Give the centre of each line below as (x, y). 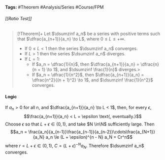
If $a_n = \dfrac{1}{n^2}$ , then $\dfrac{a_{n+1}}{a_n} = (88, 75)
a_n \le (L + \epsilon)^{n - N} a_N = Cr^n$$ (89, 137)
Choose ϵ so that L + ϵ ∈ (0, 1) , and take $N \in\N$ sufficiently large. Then (80, 124)
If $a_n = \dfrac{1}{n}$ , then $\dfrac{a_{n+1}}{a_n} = (85, 64)
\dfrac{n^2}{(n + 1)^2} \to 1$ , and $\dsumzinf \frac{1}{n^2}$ (93, 80)
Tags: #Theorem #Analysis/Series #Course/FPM (55, 7)
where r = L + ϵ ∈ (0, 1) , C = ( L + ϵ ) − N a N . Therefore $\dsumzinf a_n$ (75, 146)
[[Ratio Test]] (18, 18)
